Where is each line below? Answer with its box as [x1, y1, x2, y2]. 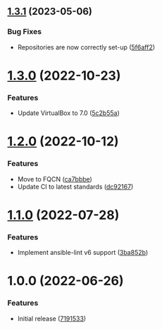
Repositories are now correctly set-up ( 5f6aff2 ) [17, 42, 156, 52]
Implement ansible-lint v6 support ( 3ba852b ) [17, 249, 149, 257]
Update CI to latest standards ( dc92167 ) [17, 182, 134, 191]
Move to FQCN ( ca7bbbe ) [17, 174, 93, 183]
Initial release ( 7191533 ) [17, 314, 87, 323]
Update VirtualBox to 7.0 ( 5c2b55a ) [17, 109, 120, 117]
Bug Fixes [7, 27, 42, 37]
